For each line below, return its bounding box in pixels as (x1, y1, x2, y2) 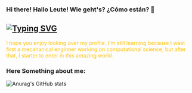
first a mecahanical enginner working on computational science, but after (6, 46, 186, 53)
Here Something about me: (6, 66, 86, 75)
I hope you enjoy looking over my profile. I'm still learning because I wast (6, 39, 185, 46)
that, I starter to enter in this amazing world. (6, 52, 114, 59)
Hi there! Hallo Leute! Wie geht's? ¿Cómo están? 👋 (6, 5, 155, 14)
